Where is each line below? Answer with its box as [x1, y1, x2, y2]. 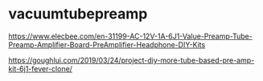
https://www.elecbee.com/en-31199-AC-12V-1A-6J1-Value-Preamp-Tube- [8, 31, 253, 41]
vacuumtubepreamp [8, 5, 148, 23]
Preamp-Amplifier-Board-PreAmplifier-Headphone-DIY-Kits [8, 39, 206, 49]
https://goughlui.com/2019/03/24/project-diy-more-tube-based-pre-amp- [8, 55, 255, 65]
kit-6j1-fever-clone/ [8, 63, 72, 73]
